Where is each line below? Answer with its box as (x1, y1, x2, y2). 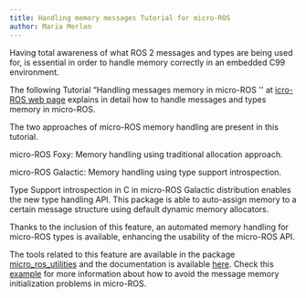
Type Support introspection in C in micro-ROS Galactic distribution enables (9, 184, 291, 195)
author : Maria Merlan (9, 22, 92, 31)
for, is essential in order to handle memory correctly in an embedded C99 (9, 57, 286, 68)
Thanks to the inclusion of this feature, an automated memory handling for (9, 221, 290, 232)
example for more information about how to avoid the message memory (9, 268, 280, 279)
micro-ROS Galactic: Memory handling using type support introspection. (9, 166, 281, 177)
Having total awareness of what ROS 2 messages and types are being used (9, 47, 293, 58)
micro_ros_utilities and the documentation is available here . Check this (9, 258, 274, 270)
